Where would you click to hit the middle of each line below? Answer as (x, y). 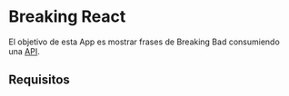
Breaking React (67, 17)
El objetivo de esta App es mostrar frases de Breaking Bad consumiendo (144, 42)
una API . (24, 51)
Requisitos (39, 80)
